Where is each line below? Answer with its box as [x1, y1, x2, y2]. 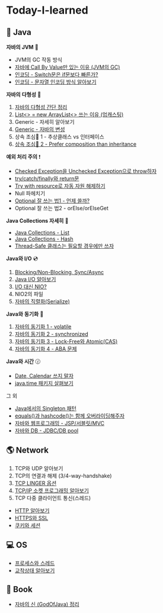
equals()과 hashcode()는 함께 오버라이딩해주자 [14, 412, 125, 419]
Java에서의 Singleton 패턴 [14, 405, 77, 412]
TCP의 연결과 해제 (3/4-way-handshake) [14, 472, 112, 479]
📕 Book [6, 585, 33, 595]
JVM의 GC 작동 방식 [14, 56, 62, 63]
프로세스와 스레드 [14, 559, 55, 566]
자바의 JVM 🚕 [6, 44, 39, 50]
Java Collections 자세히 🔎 [6, 217, 69, 224]
